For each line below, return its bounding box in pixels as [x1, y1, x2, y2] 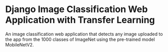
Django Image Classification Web [5, 4, 148, 15]
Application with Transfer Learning [5, 14, 155, 26]
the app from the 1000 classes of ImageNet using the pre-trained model [5, 36, 155, 42]
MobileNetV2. [5, 41, 34, 47]
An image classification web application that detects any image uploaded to [5, 31, 163, 37]
